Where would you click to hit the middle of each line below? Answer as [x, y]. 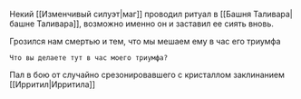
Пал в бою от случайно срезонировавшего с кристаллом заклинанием [147, 74]
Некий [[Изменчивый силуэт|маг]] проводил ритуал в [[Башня [131, 14]
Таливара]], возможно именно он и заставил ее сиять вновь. [155, 24]
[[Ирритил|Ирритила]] [53, 84]
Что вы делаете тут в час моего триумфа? [89, 58]
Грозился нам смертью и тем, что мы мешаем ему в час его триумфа [145, 41]
